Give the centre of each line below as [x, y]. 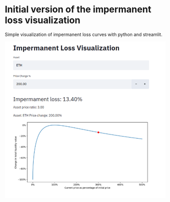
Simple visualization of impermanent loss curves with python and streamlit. [84, 34]
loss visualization [43, 20]
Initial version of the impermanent [78, 9]
